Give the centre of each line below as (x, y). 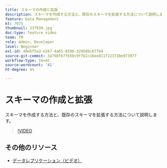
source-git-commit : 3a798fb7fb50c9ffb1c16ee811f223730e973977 (71, 56)
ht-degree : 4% (20, 70)
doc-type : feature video (31, 33)
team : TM (14, 38)
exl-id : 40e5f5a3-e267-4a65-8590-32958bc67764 (54, 51)
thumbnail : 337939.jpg (29, 28)
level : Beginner (22, 47)
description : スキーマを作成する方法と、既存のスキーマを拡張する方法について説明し (83, 14)
